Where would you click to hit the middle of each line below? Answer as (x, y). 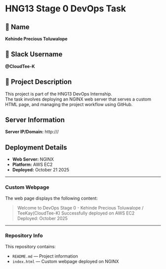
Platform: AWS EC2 (32, 164)
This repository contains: (30, 246)
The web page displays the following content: (51, 198)
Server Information (35, 120)
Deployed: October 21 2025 (41, 170)
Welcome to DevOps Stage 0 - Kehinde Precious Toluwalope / (80, 208)
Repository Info (24, 236)
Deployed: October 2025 (42, 218)
